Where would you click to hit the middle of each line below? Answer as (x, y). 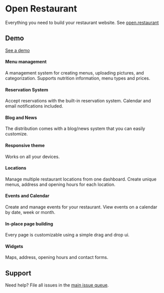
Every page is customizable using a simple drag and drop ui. (67, 235)
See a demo (17, 50)
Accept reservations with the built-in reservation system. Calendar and (78, 101)
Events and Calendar (27, 196)
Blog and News (21, 117)
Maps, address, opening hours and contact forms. (57, 257)
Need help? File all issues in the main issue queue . (57, 285)
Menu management (26, 62)
